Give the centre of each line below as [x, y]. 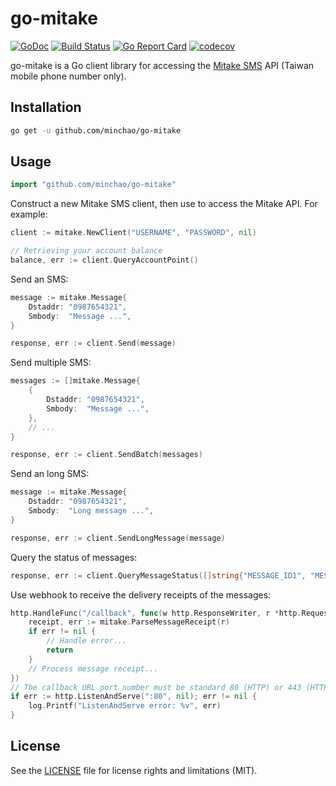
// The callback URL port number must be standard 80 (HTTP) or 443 [156, 687]
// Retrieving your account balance [86, 251]
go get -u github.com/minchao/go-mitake [96, 130]
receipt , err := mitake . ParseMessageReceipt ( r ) [129, 622]
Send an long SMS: [50, 474]
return [60, 650]
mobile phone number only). [68, 76]
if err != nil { [62, 632]
